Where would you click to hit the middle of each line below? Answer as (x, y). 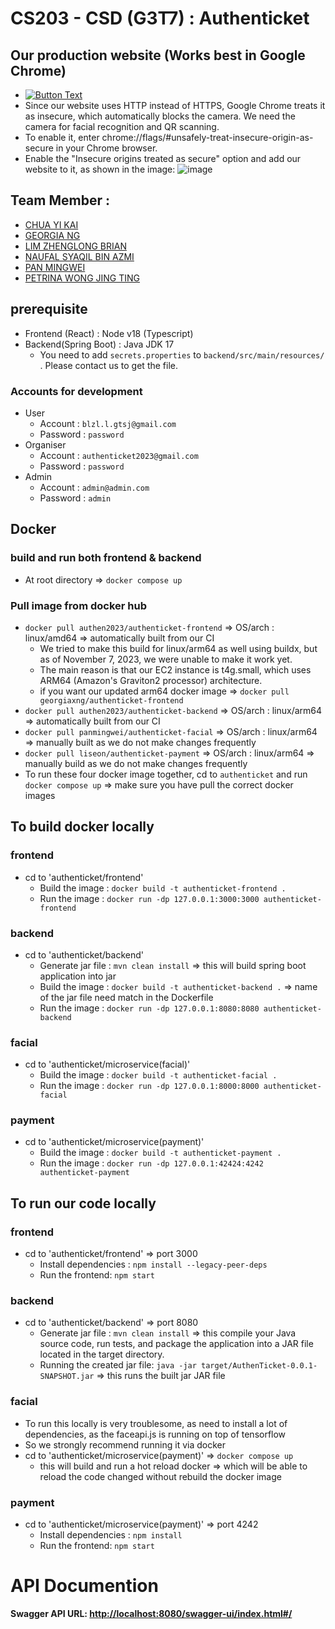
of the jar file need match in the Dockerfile (126, 997)
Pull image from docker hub (79, 605)
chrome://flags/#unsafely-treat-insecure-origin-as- (207, 137)
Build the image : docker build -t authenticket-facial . (158, 1075)
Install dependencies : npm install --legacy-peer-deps (153, 1264)
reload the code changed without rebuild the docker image (160, 1476)
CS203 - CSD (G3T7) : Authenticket (160, 18)
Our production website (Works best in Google (158, 55)
